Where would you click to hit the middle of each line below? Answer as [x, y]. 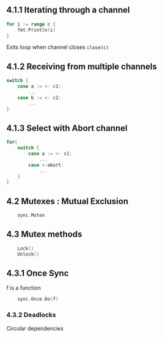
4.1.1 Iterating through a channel [68, 10]
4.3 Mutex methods [44, 234]
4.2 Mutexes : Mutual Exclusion [67, 201]
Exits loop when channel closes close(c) [58, 47]
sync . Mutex [31, 216]
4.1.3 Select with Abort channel [67, 128]
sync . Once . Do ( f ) [38, 299]
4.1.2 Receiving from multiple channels [82, 66]
